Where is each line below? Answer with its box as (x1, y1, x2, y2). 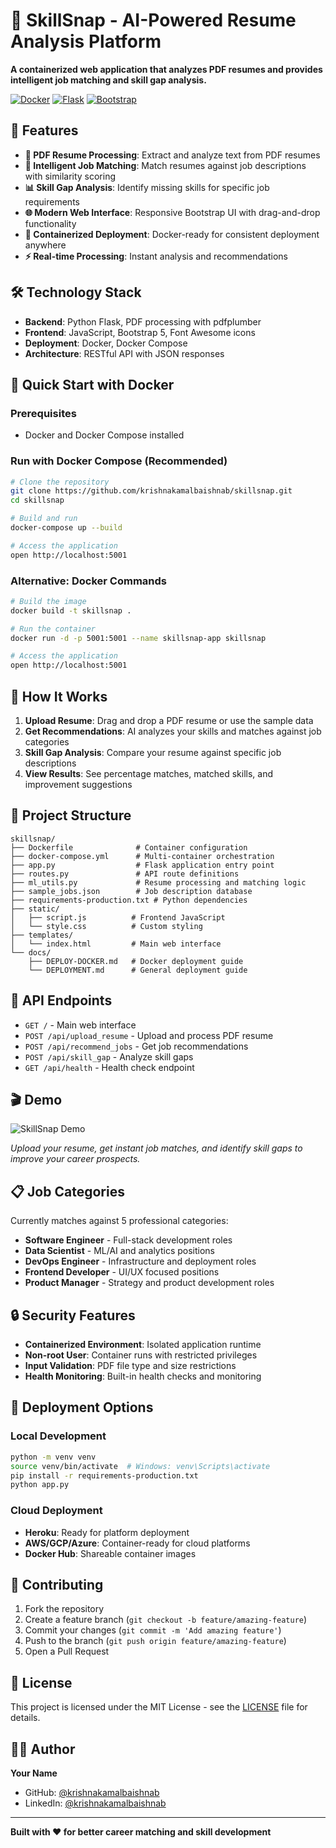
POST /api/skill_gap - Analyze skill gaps (24, 1050, 194, 1063)
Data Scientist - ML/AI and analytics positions (24, 1245, 216, 1257)
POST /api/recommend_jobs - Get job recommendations (24, 1040, 249, 1052)
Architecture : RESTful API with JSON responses (24, 347, 225, 359)
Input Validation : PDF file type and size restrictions (24, 1360, 237, 1372)
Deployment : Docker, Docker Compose (24, 337, 188, 349)
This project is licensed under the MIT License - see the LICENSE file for (10, 1701, 308, 1713)
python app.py (10, 1480, 70, 1490)
